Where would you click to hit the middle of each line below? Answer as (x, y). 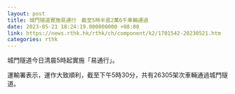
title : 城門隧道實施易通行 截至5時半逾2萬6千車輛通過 (78, 20)
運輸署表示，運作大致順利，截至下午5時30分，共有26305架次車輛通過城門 (115, 75)
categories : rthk (33, 40)
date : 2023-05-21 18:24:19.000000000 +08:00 (73, 26)
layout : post (26, 14)
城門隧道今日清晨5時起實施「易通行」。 (63, 61)
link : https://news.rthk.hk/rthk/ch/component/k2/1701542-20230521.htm (114, 33)
